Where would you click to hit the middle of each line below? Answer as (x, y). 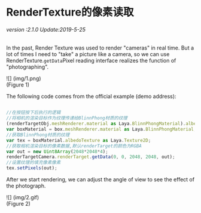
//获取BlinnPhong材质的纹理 (38, 135)
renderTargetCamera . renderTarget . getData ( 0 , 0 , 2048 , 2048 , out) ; (91, 157)
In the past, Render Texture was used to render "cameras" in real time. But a (100, 48)
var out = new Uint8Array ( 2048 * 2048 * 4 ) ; (57, 152)
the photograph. (26, 186)
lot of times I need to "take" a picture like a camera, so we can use (88, 54)
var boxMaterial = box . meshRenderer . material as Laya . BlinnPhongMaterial (100, 129)
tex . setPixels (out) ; (32, 168)
